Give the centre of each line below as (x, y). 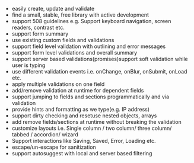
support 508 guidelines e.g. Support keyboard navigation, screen (91, 21)
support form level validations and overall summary (74, 52)
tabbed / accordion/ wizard (45, 135)
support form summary (40, 34)
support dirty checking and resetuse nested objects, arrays (84, 116)
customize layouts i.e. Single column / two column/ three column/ (92, 128)
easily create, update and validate (53, 9)
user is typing (28, 65)
